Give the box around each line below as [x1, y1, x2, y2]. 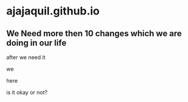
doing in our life [6, 37, 67, 48]
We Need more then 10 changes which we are [6, 28, 182, 39]
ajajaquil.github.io [6, 4, 100, 18]
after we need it [6, 54, 45, 61]
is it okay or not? [6, 89, 48, 96]
